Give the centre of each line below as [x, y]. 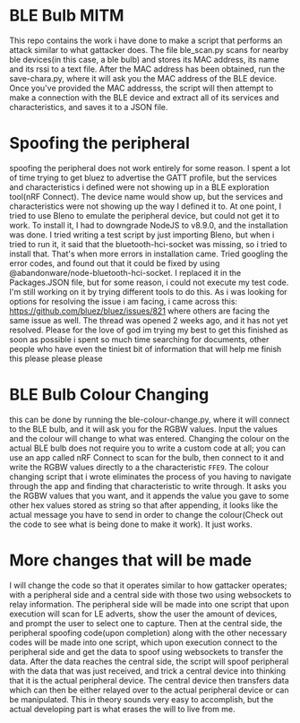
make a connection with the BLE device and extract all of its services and [144, 97]
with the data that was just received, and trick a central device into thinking [148, 671]
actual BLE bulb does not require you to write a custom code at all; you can [148, 448]
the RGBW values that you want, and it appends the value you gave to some [149, 495]
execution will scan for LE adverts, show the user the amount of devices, [143, 614]
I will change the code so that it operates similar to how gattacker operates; [148, 585]
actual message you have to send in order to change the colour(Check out [146, 514]
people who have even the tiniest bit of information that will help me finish [146, 349]
